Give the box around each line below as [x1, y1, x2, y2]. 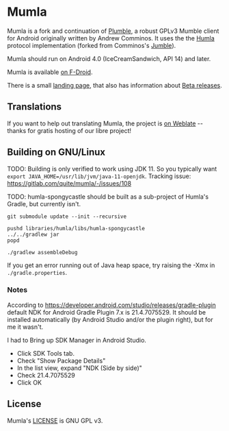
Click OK [16, 378, 42, 386]
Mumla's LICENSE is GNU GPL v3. [7, 416, 103, 425]
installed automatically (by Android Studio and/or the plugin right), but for [7, 315, 213, 323]
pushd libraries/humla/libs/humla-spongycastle [7, 225, 146, 232]
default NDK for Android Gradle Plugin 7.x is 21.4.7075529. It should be [7, 308, 206, 316]
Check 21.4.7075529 [16, 371, 75, 379]
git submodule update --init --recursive [7, 213, 127, 220]
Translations [7, 101, 62, 113]
